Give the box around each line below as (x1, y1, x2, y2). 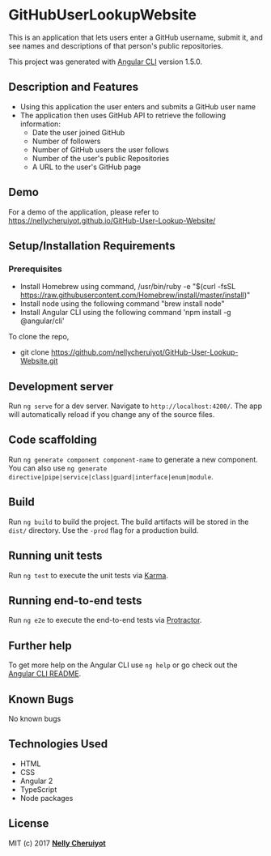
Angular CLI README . (8, 669, 82, 679)
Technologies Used (8, 737, 108, 751)
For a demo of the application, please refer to (8, 207, 159, 216)
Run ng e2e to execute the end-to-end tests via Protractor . (8, 615, 202, 625)
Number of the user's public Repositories (32, 153, 170, 163)
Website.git (19, 356, 58, 366)
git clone (19, 347, 50, 357)
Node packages (19, 793, 74, 803)
